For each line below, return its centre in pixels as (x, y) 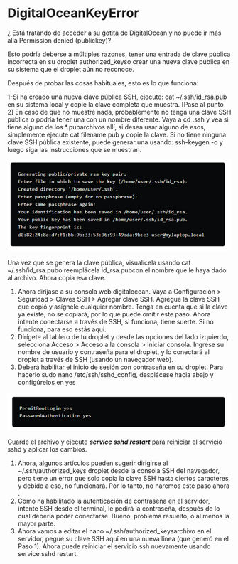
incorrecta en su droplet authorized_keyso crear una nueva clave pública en (119, 61)
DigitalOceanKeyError (74, 13)
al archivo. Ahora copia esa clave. (57, 277)
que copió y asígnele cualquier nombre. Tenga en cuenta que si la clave (123, 307)
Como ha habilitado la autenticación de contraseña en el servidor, (114, 501)
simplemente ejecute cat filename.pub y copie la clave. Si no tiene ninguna (117, 134)
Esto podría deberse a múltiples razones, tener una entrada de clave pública (119, 54)
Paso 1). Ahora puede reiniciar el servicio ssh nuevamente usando (114, 546)
